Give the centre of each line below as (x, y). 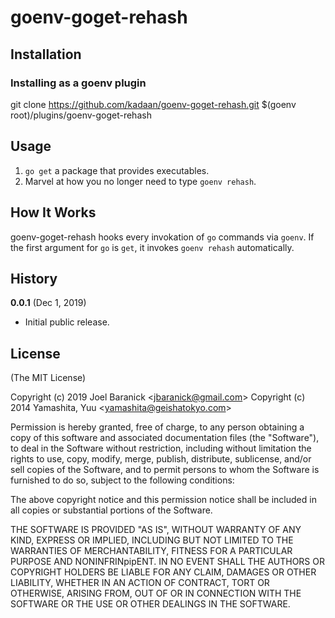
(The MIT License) (48, 378)
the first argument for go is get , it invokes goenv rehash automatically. (152, 247)
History (34, 278)
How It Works (53, 212)
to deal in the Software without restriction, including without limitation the (161, 448)
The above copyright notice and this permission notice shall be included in (163, 500)
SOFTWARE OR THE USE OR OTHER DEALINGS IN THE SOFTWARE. (150, 604)
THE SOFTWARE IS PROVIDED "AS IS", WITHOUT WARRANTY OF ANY (156, 530)
